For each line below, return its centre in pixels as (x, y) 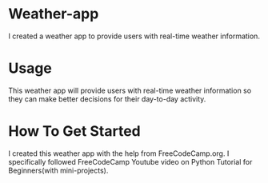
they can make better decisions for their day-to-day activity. (107, 99)
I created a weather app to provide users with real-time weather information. (134, 36)
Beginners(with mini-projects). (58, 170)
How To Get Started (75, 131)
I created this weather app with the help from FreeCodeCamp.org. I (119, 153)
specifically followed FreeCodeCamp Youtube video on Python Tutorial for (130, 161)
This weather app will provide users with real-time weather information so (130, 90)
